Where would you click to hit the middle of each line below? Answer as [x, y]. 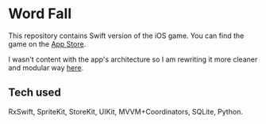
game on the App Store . [47, 43]
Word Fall [40, 14]
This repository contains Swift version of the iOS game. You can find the [126, 36]
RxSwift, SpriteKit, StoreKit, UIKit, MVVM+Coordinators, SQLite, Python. [126, 111]
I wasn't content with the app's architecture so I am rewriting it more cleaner [133, 59]
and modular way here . [46, 67]
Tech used [35, 93]
